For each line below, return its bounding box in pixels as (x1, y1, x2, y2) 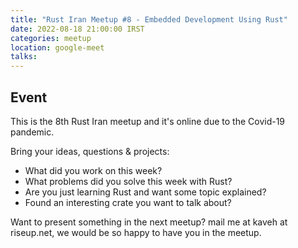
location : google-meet (10, 42, 105, 53)
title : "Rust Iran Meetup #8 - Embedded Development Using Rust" (10, 14, 288, 25)
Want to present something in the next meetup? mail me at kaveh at (10, 216, 288, 228)
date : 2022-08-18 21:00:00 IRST (10, 24, 145, 34)
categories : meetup (10, 33, 92, 43)
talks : (10, 52, 38, 62)
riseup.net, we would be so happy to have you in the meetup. (10, 226, 262, 238)
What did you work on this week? (24, 164, 163, 176)
